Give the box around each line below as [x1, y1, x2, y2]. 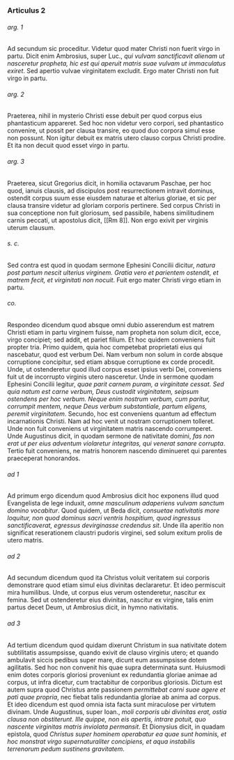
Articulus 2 [7, 6, 46, 15]
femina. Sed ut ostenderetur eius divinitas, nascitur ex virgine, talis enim [7, 595, 214, 605]
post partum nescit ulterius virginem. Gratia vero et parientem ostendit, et [7, 268, 219, 277]
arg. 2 [7, 90, 24, 98]
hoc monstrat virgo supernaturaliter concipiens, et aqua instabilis [7, 737, 196, 745]
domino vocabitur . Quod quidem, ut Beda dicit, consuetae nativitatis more [7, 506, 220, 515]
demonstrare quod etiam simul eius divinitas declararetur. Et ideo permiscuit [7, 581, 226, 589]
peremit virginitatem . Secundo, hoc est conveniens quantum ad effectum [7, 409, 217, 418]
